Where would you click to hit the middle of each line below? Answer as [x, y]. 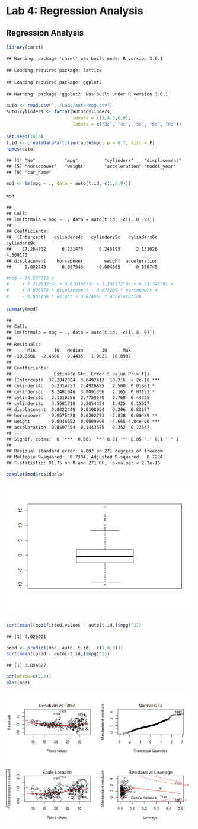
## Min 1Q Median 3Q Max [69, 350]
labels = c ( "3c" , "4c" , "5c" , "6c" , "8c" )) [127, 124]
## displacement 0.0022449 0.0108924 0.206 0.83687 [78, 409]
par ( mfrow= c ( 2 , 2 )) [29, 677]
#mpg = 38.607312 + [30, 278]
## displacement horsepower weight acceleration [82, 261]
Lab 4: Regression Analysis [75, 11]
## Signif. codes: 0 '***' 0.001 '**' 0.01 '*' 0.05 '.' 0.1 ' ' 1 [92, 439]
